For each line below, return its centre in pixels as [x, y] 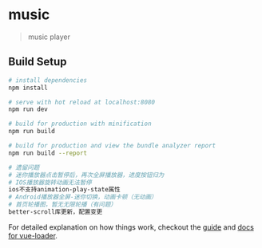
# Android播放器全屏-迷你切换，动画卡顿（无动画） [83, 197]
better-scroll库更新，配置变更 [56, 212]
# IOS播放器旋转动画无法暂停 [50, 182]
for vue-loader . [33, 235]
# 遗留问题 [24, 167]
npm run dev [28, 109]
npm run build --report [48, 153]
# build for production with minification [80, 124]
